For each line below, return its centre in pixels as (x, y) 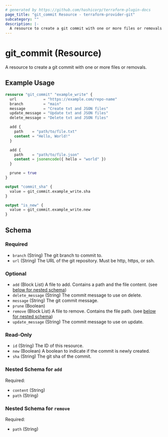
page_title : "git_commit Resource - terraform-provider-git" (70, 15)
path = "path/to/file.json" (47, 155)
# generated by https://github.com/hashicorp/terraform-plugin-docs (78, 10)
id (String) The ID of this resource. (48, 346)
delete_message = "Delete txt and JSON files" (59, 118)
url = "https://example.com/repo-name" (63, 99)
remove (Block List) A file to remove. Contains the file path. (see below (84, 311)
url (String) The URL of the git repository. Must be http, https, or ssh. (83, 260)
